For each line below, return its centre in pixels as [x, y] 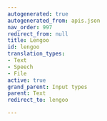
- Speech [20, 67]
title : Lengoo [29, 41]
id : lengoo [24, 47]
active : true [27, 80]
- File [17, 73]
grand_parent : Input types [47, 87]
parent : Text [27, 93]
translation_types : [36, 54]
